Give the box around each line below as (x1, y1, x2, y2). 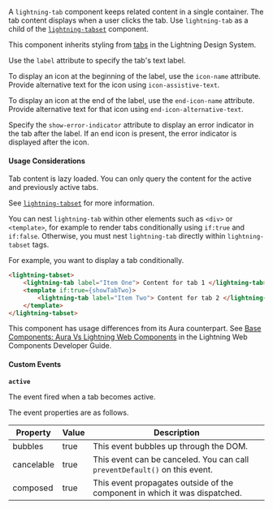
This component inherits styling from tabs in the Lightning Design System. (8, 40, 257, 50)
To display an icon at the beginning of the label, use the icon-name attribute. (8, 71, 262, 80)
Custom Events (8, 360, 62, 369)
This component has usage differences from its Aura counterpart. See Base (8, 324, 262, 334)
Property (15, 426, 51, 438)
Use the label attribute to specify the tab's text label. (8, 56, 186, 65)
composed (12, 482, 54, 494)
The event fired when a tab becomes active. (8, 391, 156, 401)
